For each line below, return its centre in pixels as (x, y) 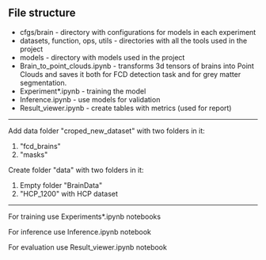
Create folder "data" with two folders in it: (76, 170)
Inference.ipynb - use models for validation (90, 99)
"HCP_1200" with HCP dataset (69, 193)
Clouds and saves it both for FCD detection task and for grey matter (130, 74)
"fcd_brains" (40, 146)
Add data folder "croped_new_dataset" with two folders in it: (107, 131)
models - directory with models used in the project (102, 57)
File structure (42, 13)
